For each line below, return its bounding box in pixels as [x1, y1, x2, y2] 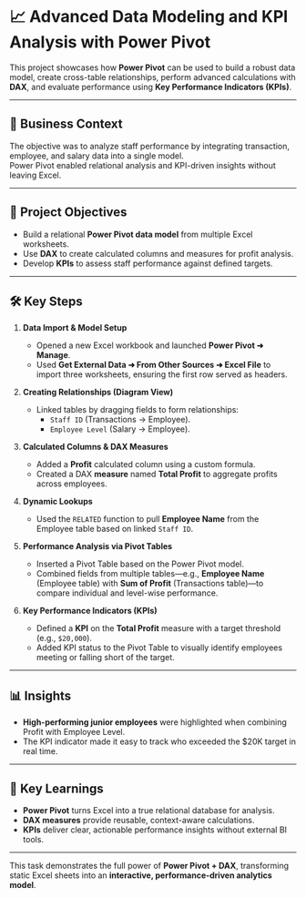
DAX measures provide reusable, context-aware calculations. [22, 815, 255, 825]
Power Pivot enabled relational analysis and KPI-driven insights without [9, 159, 276, 170]
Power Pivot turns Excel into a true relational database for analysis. [22, 805, 275, 815]
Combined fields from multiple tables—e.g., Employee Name [36, 568, 265, 579]
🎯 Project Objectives [9, 205, 127, 220]
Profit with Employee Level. [22, 727, 126, 738]
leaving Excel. [9, 169, 62, 180]
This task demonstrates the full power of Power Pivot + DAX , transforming [9, 861, 290, 871]
